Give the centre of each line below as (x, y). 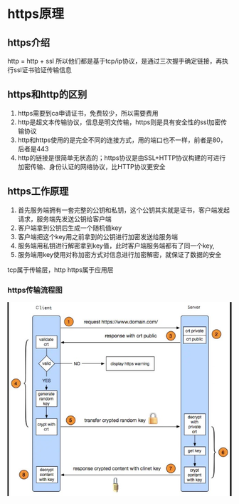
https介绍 (29, 42)
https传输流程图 (35, 290)
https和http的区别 (47, 95)
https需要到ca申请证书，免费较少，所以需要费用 (88, 113)
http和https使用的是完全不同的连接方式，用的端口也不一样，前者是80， (122, 140)
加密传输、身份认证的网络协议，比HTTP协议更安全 (91, 166)
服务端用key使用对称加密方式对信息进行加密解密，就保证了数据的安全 (119, 254)
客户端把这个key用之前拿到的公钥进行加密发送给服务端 (97, 236)
